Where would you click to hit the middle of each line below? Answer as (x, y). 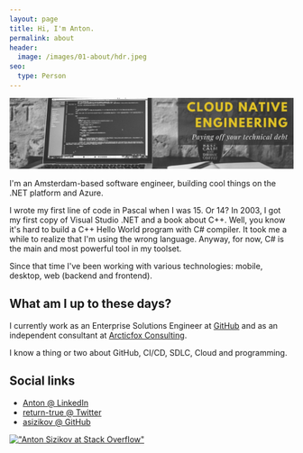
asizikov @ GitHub (56, 421)
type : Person (42, 77)
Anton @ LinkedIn (55, 403)
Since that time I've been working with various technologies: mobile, (136, 266)
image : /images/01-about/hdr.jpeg (82, 57)
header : (24, 48)
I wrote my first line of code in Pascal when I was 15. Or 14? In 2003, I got (145, 210)
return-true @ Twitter (62, 412)
